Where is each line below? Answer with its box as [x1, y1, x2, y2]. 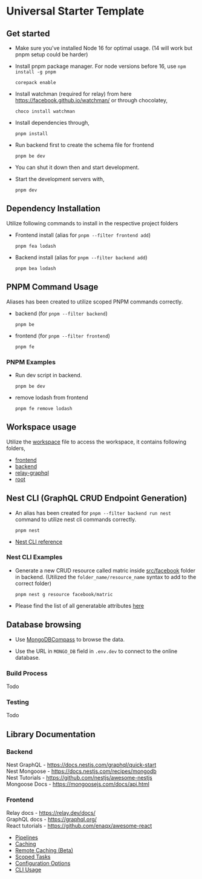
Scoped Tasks [15, 853, 51, 861]
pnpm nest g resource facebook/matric [15, 591, 113, 597]
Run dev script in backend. [15, 371, 82, 379]
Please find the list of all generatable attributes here [15, 602, 145, 609]
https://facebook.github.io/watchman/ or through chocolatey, [15, 97, 168, 104]
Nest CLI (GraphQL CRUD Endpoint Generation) [6, 493, 187, 503]
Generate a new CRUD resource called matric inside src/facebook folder [15, 566, 195, 574]
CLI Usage [15, 866, 42, 874]
